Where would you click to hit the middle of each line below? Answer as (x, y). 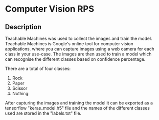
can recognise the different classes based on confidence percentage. (75, 59)
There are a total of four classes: (38, 69)
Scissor (20, 88)
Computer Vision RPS (50, 9)
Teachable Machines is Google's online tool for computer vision (69, 44)
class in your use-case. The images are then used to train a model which (78, 54)
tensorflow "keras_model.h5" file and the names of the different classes (78, 108)
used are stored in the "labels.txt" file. (43, 113)
